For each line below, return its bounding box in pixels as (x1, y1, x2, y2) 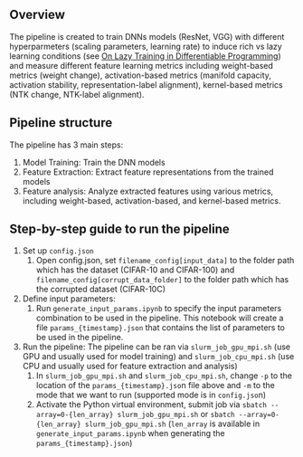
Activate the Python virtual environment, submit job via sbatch (35, 399, 267, 410)
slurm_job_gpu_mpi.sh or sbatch (117, 409, 235, 420)
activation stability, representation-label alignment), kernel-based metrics (9, 79, 283, 90)
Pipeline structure (9, 115, 113, 130)
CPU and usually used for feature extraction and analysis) (22, 361, 238, 372)
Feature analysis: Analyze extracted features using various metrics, (22, 186, 274, 196)
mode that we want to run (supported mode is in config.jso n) (35, 389, 267, 401)
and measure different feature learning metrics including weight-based (9, 60, 274, 71)
